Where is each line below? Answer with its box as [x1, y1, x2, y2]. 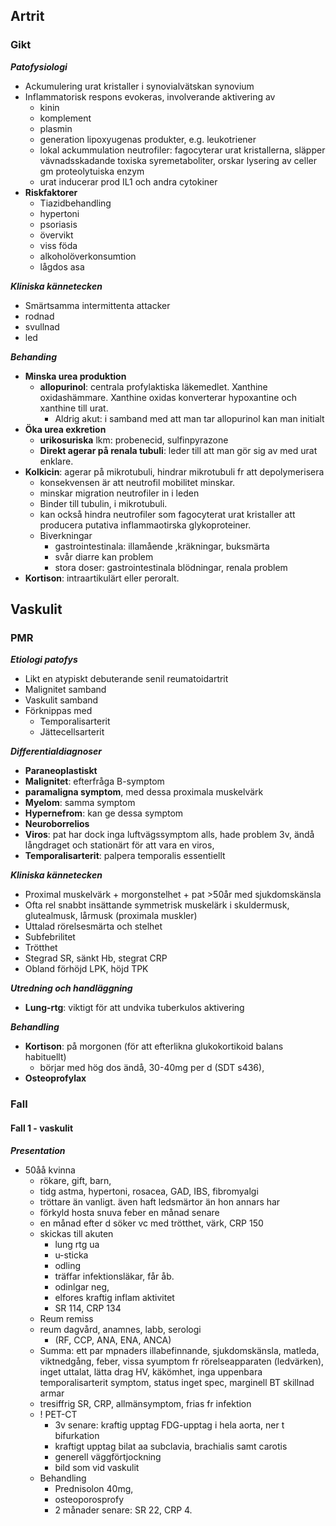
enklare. [39, 455, 74, 467]
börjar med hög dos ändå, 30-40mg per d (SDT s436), [39, 1062, 265, 1074]
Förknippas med [24, 705, 93, 717]
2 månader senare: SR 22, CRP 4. [54, 1504, 193, 1516]
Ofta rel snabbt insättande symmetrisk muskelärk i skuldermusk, [24, 899, 290, 911]
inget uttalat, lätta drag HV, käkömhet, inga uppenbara [39, 1365, 263, 1378]
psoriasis [39, 218, 78, 230]
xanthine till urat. [39, 402, 109, 414]
